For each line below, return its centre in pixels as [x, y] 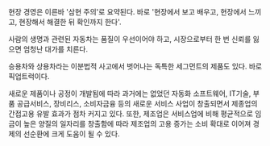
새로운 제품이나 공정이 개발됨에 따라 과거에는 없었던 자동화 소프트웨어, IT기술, [130, 94]
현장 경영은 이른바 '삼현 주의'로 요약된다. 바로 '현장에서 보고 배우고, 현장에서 [128, 12]
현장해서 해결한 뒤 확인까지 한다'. [71, 22]
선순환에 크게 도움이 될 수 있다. [71, 134]
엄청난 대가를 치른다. [56, 49]
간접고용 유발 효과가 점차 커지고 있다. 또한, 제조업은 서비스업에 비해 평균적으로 [131, 114]
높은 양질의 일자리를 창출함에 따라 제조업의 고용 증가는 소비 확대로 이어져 [137, 124]
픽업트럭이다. [29, 76]
